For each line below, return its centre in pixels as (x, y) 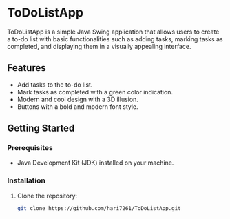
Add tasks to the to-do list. (55, 85)
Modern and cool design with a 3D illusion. (78, 99)
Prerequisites (30, 148)
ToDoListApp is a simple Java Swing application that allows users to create (113, 32)
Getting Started (41, 128)
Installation (27, 180)
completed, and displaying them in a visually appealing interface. (99, 46)
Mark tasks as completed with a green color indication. (95, 92)
